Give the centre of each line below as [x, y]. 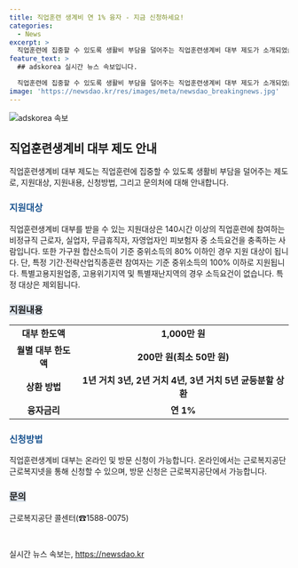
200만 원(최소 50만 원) [183, 357]
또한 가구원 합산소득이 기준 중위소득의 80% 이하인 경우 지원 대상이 [157, 251]
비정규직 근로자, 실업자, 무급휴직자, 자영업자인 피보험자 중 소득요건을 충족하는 [143, 240]
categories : [31, 26]
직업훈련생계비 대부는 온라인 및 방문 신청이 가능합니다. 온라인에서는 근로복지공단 [148, 460]
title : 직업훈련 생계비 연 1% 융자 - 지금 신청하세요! [97, 17]
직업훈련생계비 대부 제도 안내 [83, 149]
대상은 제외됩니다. [49, 284]
